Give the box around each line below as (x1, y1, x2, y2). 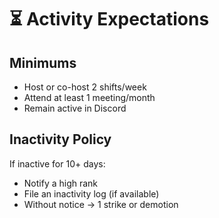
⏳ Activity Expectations (9, 8, 210, 31)
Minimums (9, 54, 77, 71)
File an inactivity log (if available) (23, 187, 160, 200)
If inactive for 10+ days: (9, 157, 106, 170)
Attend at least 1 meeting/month (23, 92, 156, 103)
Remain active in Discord (23, 102, 127, 114)
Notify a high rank (23, 177, 99, 189)
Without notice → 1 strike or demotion (23, 198, 179, 210)
